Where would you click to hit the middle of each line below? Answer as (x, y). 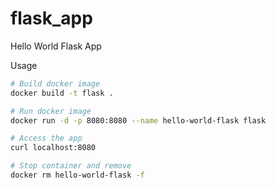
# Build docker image (55, 83)
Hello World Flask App (56, 46)
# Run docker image (51, 111)
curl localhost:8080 (53, 148)
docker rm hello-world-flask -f (77, 175)
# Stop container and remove (71, 166)
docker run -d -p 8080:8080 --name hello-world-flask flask (138, 120)
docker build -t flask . (62, 93)
